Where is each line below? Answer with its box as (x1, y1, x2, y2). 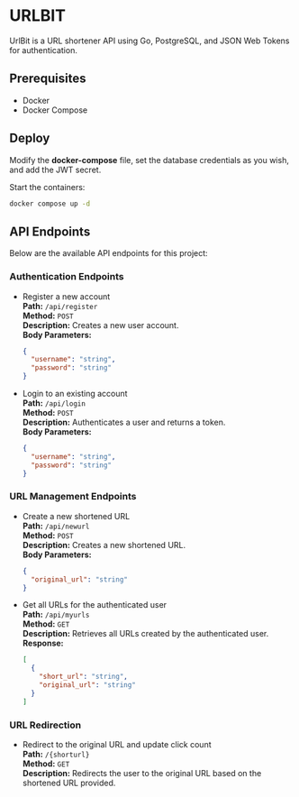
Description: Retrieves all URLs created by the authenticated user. (22, 628, 269, 639)
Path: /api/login (22, 398, 86, 408)
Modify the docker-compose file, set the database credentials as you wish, (9, 154, 290, 165)
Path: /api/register (22, 300, 98, 311)
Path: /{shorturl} (22, 749, 90, 760)
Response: (22, 637, 64, 649)
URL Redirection (9, 719, 82, 731)
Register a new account (22, 290, 111, 302)
